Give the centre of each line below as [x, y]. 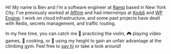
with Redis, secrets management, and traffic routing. [61, 23]
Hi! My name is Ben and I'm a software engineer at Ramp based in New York [86, 7]
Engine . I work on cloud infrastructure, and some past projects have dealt [83, 18]
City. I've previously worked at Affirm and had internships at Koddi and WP [84, 13]
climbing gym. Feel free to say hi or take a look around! [63, 46]
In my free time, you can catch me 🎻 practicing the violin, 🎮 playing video [83, 33]
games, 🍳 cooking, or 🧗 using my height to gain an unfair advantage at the [83, 41]
